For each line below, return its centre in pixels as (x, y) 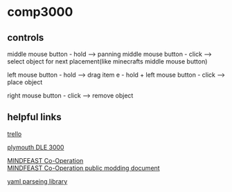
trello (15, 134)
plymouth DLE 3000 (36, 147)
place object (25, 82)
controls (26, 38)
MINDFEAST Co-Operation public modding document (84, 168)
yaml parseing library (37, 181)
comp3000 (40, 12)
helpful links (35, 117)
